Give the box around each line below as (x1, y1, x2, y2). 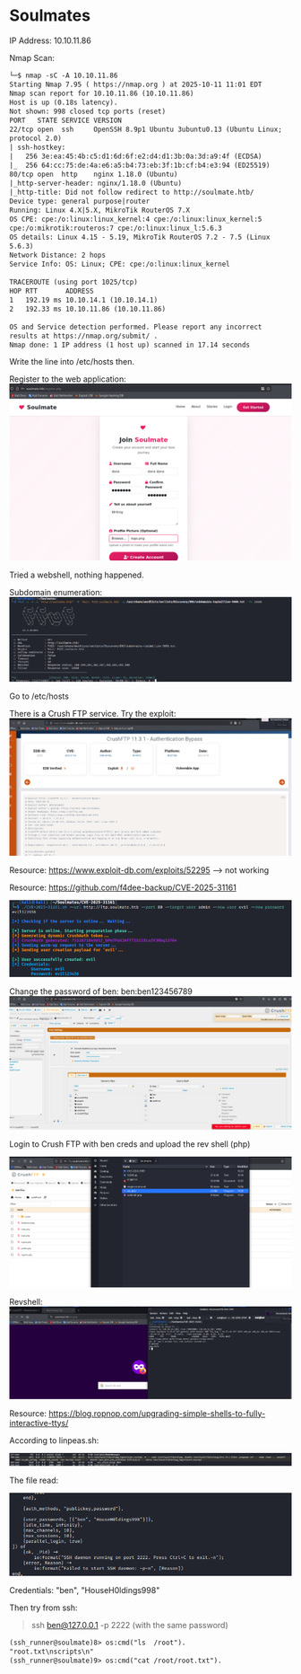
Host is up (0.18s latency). (9, 98, 118, 107)
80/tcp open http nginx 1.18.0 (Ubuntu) (9, 170, 178, 179)
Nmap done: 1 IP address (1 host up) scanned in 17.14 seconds (9, 340, 251, 349)
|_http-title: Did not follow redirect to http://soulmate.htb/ (9, 188, 254, 197)
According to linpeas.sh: (9, 1434, 99, 1446)
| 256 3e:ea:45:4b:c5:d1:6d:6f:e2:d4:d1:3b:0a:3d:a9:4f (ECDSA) (9, 152, 262, 161)
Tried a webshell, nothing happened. (9, 569, 145, 580)
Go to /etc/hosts (9, 691, 70, 701)
